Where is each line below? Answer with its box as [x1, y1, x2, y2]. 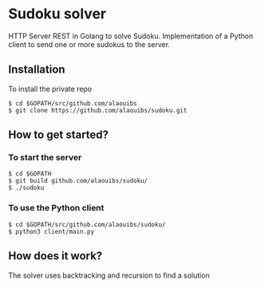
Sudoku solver [8, 5, 106, 23]
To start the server [8, 152, 82, 164]
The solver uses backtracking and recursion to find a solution [8, 270, 210, 280]
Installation [8, 63, 65, 77]
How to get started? [8, 128, 109, 142]
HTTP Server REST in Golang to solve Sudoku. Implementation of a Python [8, 31, 254, 41]
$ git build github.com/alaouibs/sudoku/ [8, 177, 148, 185]
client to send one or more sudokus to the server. [8, 39, 170, 49]
